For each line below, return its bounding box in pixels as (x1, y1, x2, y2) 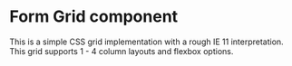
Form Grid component (9, 6, 179, 27)
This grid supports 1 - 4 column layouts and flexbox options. (9, 45, 234, 56)
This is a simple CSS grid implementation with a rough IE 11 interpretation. (9, 36, 284, 47)
